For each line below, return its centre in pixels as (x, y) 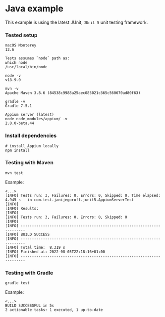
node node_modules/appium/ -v (36, 119)
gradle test (17, 283)
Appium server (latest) (30, 115)
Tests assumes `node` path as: (37, 58)
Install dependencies (31, 136)
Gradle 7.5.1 (19, 106)
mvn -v (12, 89)
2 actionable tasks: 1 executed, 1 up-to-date (54, 310)
